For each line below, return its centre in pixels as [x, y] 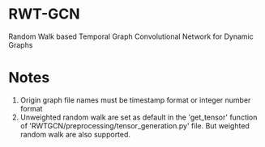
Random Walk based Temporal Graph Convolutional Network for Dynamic [131, 36]
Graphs [21, 44]
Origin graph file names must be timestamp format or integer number [135, 100]
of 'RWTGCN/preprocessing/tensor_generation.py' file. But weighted [135, 125]
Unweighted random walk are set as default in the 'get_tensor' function [139, 117]
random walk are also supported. [75, 134]
